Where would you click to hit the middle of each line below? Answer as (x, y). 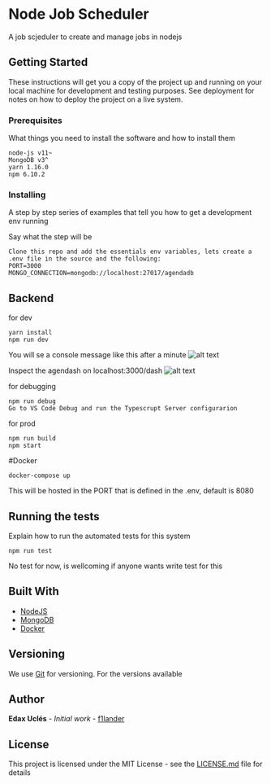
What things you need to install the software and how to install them (122, 138)
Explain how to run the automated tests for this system (99, 536)
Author (26, 699)
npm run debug (32, 401)
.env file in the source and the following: (85, 259)
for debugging (32, 387)
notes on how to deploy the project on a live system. (96, 99)
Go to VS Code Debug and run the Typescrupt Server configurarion (123, 409)
